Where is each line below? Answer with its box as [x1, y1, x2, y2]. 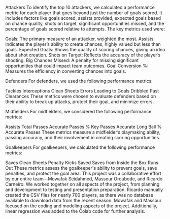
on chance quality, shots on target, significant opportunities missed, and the [5, 20, 164, 26]
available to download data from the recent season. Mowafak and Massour [5, 198, 162, 203]
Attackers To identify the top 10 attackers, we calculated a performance [5, 5, 155, 10]
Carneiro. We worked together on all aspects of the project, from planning [5, 181, 160, 187]
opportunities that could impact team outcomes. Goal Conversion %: [5, 63, 149, 69]
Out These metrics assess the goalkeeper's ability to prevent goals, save [5, 165, 157, 171]
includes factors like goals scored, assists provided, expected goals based [5, 15, 161, 21]
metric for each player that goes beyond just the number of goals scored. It [5, 10, 162, 16]
